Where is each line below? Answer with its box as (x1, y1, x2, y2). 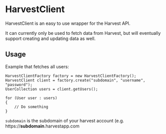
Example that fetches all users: (5, 63, 69, 69)
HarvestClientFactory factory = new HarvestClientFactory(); (5, 73, 137, 78)
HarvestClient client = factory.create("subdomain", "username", (5, 77, 145, 83)
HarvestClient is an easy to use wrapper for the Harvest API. (5, 20, 131, 26)
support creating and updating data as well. (5, 35, 96, 41)
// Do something (14, 104, 49, 109)
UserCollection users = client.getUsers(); (5, 86, 98, 92)
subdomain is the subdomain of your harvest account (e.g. (5, 117, 125, 123)
